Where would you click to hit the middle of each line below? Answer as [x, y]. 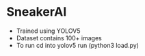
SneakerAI [37, 12]
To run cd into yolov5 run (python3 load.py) [78, 45]
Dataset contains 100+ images [59, 38]
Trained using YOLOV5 [48, 31]
